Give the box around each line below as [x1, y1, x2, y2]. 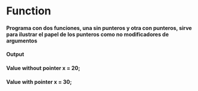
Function [6, 4, 52, 18]
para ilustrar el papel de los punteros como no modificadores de [6, 31, 169, 38]
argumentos [6, 37, 38, 44]
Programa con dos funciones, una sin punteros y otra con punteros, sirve [6, 24, 192, 31]
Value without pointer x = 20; [6, 64, 80, 71]
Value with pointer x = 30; [6, 78, 72, 85]
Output [6, 51, 25, 58]
